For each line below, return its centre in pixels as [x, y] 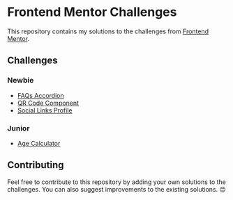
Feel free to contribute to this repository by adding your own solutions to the [117, 182]
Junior [18, 128]
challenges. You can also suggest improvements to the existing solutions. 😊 [117, 189]
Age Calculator [39, 143]
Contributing [36, 165]
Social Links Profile [45, 110]
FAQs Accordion [40, 95]
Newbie [21, 81]
